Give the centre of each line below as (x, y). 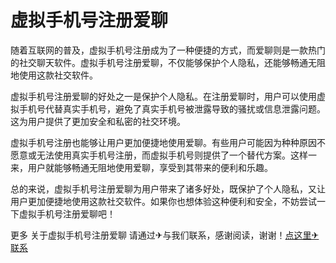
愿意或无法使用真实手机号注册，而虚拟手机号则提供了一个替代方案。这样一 (163, 155)
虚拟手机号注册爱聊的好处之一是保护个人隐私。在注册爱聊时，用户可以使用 (163, 96)
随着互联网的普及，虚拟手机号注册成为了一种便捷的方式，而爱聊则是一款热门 (168, 50)
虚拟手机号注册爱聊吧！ (67, 213)
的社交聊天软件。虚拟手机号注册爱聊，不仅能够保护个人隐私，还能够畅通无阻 (168, 62)
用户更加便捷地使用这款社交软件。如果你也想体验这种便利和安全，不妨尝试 (163, 201)
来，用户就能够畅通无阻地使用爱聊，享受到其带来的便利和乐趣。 (141, 167)
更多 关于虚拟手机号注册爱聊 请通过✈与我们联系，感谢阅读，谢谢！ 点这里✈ (165, 235)
